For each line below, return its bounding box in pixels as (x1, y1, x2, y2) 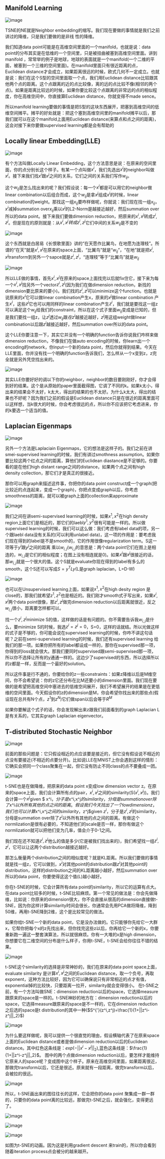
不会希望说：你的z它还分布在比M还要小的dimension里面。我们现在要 (18, 677, 157, 683)
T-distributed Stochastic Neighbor (5, 728, 113, 736)
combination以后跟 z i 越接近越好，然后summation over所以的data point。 (5, 320, 151, 327)
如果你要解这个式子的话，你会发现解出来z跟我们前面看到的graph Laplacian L (5, 707, 160, 713)
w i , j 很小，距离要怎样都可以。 (5, 605, 64, 612)
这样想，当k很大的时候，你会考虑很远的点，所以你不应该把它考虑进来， (9, 401, 154, 407)
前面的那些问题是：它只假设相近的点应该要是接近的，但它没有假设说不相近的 (5, 750, 160, 757)
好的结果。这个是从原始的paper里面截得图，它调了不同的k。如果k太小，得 (9, 383, 160, 389)
